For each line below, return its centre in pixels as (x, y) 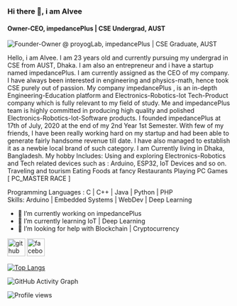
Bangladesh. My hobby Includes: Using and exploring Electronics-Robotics (117, 156)
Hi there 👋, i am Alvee (45, 11)
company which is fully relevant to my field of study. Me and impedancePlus (119, 103)
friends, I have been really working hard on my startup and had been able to (118, 133)
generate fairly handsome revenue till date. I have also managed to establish (119, 141)
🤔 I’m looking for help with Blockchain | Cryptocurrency (98, 229)
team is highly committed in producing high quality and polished (101, 111)
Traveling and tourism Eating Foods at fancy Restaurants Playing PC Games (118, 171)
